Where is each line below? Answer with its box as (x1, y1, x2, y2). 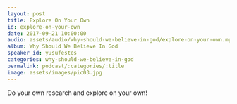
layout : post (7, 10, 46, 18)
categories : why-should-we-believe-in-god (7, 56, 134, 63)
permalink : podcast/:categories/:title (7, 63, 125, 70)
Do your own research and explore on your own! (7, 89, 148, 97)
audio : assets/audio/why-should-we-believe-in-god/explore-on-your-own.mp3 (7, 37, 235, 44)
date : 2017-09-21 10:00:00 (7, 30, 87, 37)
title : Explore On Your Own (7, 17, 90, 24)
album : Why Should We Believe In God (7, 43, 119, 50)
